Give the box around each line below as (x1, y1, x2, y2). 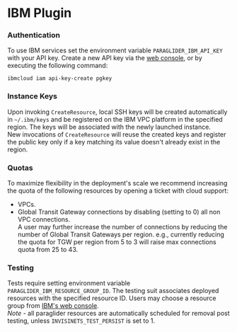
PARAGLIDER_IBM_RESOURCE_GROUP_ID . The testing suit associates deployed (7, 287, 219, 295)
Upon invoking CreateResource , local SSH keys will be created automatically (7, 108, 228, 116)
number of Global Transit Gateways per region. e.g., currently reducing (17, 230, 225, 239)
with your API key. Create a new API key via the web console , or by (7, 54, 203, 62)
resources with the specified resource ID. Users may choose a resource (7, 294, 216, 302)
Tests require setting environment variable (7, 279, 131, 287)
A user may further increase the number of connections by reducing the (17, 223, 228, 231)
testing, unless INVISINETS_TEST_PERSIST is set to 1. (7, 316, 156, 325)
